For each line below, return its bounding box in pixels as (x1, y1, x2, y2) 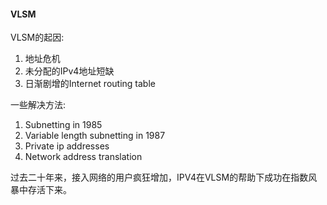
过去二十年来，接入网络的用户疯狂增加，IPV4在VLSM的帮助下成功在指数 (10, 171, 309, 184)
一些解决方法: (10, 99, 67, 111)
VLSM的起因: (10, 31, 65, 44)
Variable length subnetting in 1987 (24, 130, 166, 142)
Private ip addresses (24, 140, 110, 152)
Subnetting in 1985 (24, 119, 103, 131)
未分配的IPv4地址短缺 (24, 65, 115, 77)
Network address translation (24, 151, 143, 163)
